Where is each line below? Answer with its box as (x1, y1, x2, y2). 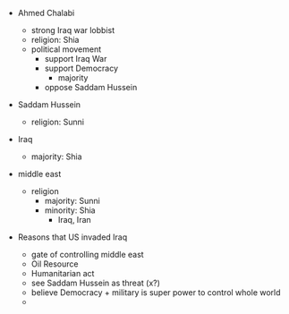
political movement (30, 44, 102, 55)
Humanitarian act (30, 268, 95, 278)
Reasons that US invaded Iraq (17, 232, 128, 242)
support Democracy (44, 63, 119, 73)
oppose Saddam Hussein (44, 82, 138, 92)
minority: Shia (44, 205, 96, 216)
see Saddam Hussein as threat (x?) (30, 277, 161, 288)
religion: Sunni (30, 116, 85, 127)
